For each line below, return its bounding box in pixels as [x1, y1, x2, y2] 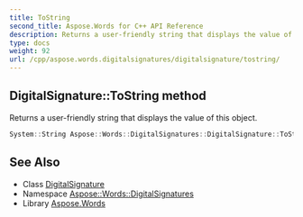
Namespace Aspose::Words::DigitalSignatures [22, 188, 194, 199]
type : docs [9, 38, 50, 48]
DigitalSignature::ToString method [9, 88, 207, 104]
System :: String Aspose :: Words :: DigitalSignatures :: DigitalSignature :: [9, 130, 280, 139]
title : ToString [9, 13, 70, 23]
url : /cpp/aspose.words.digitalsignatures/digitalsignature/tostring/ [9, 55, 280, 64]
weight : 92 [9, 47, 50, 56]
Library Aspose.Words [22, 197, 106, 208]
